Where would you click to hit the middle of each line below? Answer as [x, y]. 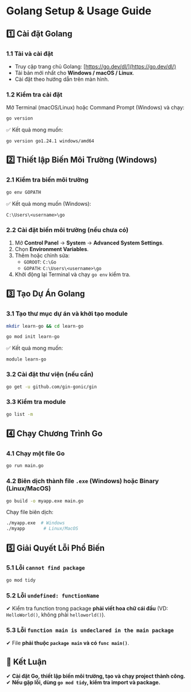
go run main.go [25, 466]
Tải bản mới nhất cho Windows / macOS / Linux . [74, 73]
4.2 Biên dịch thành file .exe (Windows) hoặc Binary [83, 481]
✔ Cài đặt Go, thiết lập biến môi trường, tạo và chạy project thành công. [96, 676]
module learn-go [26, 359]
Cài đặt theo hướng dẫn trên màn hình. [62, 79]
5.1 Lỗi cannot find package [46, 568]
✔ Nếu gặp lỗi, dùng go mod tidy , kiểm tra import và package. [83, 682]
